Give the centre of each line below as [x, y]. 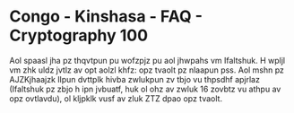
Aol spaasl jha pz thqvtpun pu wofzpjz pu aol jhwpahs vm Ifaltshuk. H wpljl [147, 60]
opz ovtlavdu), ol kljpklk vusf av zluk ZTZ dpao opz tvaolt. [116, 98]
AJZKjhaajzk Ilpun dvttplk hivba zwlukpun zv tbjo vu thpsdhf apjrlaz [134, 79]
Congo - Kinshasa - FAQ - [106, 17]
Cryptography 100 [79, 35]
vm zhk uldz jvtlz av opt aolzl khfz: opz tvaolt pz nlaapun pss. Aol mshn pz [147, 70]
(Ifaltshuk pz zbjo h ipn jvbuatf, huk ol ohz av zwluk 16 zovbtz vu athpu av [145, 89]
